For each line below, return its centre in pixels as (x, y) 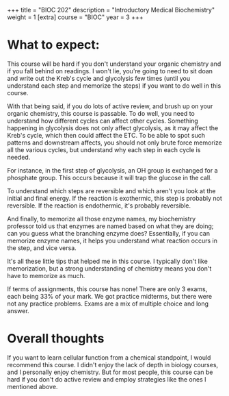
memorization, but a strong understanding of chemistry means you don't (109, 268)
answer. (18, 310)
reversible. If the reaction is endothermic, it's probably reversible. (99, 206)
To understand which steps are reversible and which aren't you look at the (111, 190)
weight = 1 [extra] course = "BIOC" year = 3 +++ (75, 17)
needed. (19, 157)
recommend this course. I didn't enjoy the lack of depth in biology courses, (113, 364)
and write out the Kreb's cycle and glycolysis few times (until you (99, 78)
